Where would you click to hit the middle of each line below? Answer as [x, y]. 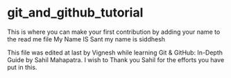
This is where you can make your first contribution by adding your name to [114, 32]
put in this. [22, 67]
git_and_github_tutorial [75, 13]
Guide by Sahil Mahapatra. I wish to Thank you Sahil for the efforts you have [116, 59]
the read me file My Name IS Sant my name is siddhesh [86, 39]
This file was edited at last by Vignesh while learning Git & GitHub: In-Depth [115, 52]
